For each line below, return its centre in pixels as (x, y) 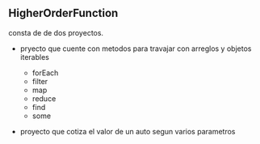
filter (40, 81)
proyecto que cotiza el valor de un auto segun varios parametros (128, 131)
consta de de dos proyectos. (56, 32)
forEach (45, 73)
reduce (44, 98)
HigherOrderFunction (63, 13)
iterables (35, 57)
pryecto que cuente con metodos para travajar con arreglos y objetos (136, 49)
